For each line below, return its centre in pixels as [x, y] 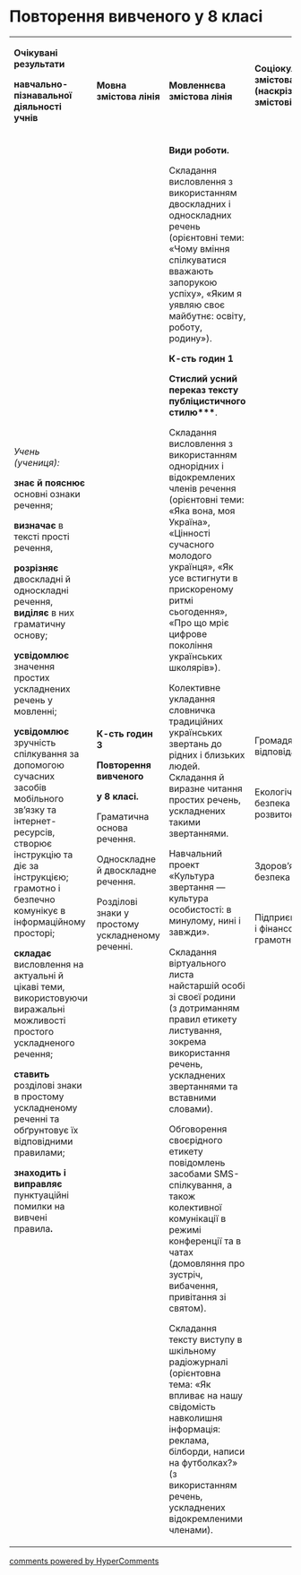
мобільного [39, 798]
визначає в [39, 525]
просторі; [34, 933]
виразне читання [206, 788]
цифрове [188, 633]
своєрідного [196, 1140]
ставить [32, 1074]
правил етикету [203, 1019]
